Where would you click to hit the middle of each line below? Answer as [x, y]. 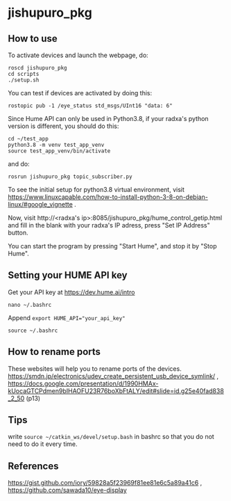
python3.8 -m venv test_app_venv [56, 145]
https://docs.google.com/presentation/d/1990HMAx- [83, 383]
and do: [19, 164]
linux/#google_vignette [41, 204]
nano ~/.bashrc [30, 305]
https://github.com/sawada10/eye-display [67, 490]
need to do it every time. [43, 444]
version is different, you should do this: [63, 126]
